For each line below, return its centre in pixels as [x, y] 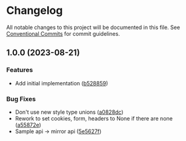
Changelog [35, 11]
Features [20, 70]
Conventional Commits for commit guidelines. [63, 33]
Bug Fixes [21, 99]
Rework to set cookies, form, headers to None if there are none [94, 118]
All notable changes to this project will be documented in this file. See [93, 27]
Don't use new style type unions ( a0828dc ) [69, 112]
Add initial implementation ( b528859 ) [61, 83]
